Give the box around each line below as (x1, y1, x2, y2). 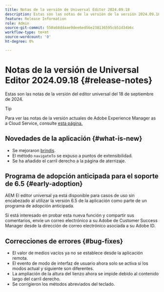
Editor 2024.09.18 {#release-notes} (5, 74, 153, 86)
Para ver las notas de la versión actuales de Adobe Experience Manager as (5, 115, 156, 121)
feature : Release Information (5, 16, 67, 21)
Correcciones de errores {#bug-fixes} (5, 237, 123, 245)
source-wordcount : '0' (5, 35, 51, 40)
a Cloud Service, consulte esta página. (5, 120, 83, 126)
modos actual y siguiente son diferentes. (12, 266, 94, 271)
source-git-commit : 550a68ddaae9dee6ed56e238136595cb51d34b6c (5, 25, 134, 30)
